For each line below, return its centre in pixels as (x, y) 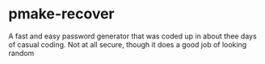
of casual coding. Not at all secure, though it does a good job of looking (128, 44)
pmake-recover (61, 14)
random (21, 53)
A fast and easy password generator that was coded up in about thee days (132, 36)
